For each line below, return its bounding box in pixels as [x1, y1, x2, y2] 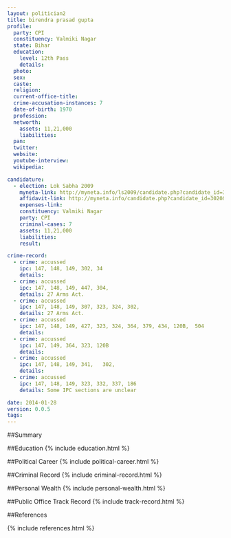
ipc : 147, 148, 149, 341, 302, [19, 361, 115, 368]
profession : [13, 112, 48, 119]
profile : [7, 23, 32, 30]
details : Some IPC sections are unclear [19, 387, 137, 394]
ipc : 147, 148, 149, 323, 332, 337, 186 [19, 380, 137, 387]
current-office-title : [13, 94, 78, 100]
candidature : [7, 176, 45, 183]
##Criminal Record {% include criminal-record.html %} [7, 471, 163, 479]
